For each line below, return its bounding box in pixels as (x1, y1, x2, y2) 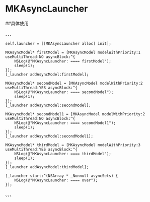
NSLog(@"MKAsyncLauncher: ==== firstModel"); (14, 58, 112, 63)
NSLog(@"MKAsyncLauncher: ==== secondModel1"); (14, 120, 116, 125)
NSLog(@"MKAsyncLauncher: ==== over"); (14, 177, 98, 183)
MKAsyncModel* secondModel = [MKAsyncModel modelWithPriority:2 (5, 81, 143, 86)
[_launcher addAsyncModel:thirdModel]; (5, 164, 89, 169)
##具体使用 (5, 20, 29, 26)
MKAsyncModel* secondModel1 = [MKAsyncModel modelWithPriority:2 (5, 111, 145, 116)
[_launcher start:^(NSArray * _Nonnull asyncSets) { (5, 173, 118, 178)
